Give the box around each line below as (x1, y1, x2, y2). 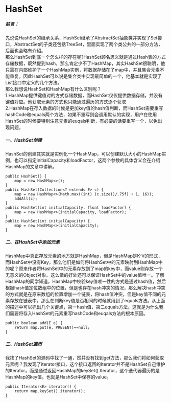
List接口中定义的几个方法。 (5, 80, 62, 86)
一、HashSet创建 (5, 137, 42, 143)
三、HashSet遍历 (5, 341, 42, 347)
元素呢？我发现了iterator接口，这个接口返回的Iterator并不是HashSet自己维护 (5, 361, 165, 367)
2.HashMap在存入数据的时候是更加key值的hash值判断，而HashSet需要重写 (5, 105, 163, 111)
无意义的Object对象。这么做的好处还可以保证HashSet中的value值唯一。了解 (5, 272, 165, 278)
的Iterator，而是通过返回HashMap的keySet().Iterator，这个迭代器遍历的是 (5, 368, 160, 374)
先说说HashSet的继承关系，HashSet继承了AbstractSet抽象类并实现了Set (5, 35, 158, 41)
